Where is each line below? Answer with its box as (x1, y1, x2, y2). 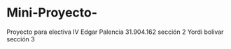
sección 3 (6, 35, 36, 43)
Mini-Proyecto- (6, 5, 98, 21)
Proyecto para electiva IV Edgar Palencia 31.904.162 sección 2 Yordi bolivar (6, 28, 224, 36)
